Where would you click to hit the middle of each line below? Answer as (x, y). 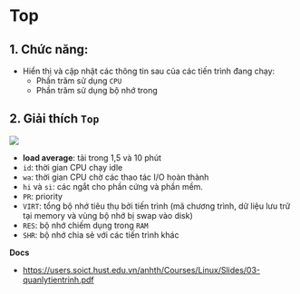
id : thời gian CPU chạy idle (73, 167)
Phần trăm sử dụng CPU (79, 81)
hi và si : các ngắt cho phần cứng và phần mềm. (113, 186)
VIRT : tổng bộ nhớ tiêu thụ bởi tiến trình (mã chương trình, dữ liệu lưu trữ (156, 206)
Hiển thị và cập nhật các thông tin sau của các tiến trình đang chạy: (149, 71)
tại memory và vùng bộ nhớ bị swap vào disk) (107, 215)
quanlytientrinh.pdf (58, 279)
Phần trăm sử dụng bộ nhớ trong (97, 90)
